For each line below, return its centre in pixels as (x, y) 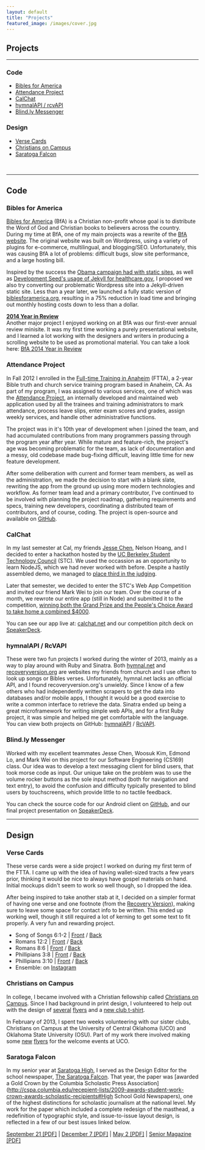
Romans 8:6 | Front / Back (48, 948)
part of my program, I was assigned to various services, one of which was (99, 391)
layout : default (27, 12)
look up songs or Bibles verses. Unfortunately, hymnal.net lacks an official (99, 678)
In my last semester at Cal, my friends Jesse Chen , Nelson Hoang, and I (97, 548)
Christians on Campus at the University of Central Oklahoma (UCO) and (96, 1028)
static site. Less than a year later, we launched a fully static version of (94, 291)
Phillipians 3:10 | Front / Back (52, 961)
